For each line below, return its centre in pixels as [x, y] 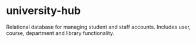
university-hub [44, 11]
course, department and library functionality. [60, 33]
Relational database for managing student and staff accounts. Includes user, [99, 27]
